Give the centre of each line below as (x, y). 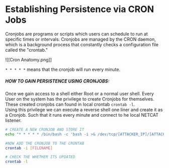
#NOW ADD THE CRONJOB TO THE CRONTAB (45, 143)
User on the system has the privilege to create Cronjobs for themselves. (80, 99)
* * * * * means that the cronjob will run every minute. (63, 69)
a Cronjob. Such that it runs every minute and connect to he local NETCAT (82, 115)
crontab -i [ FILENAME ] (29, 148)
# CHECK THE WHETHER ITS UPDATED (40, 157)
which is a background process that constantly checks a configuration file (82, 44)
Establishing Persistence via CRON (80, 9)
